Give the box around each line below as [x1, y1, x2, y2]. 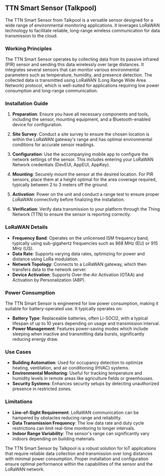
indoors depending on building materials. [12, 436, 96, 441]
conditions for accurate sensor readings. [12, 142, 95, 147]
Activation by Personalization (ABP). [12, 277, 86, 283]
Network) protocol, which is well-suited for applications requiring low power [5, 82, 160, 88]
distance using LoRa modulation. [12, 256, 79, 262]
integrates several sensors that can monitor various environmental [5, 67, 139, 73]
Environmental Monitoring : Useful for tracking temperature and [12, 370, 142, 376]
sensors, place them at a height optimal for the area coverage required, [12, 177, 157, 183]
